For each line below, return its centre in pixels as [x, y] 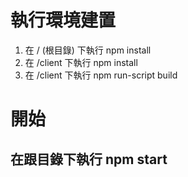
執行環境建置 [63, 20]
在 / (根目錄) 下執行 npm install [88, 50]
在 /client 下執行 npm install [81, 62]
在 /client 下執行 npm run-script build [101, 75]
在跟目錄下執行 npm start [89, 159]
